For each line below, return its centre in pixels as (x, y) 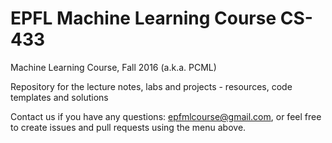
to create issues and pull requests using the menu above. (128, 127)
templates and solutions (59, 97)
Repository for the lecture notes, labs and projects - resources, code (151, 86)
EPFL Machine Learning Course (143, 18)
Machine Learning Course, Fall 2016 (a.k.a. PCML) (113, 67)
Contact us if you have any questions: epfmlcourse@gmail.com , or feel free (166, 116)
